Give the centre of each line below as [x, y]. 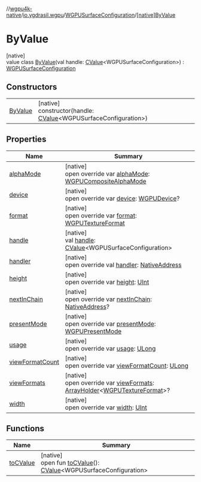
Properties [26, 139]
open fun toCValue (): [70, 463]
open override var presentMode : [110, 324]
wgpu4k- [21, 9]
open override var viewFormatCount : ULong [127, 366]
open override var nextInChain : [109, 299]
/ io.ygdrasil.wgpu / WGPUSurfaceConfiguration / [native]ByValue [98, 15]
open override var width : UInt [106, 407]
